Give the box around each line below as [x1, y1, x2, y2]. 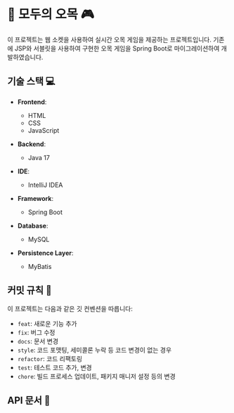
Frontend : [17, 98, 47, 106]
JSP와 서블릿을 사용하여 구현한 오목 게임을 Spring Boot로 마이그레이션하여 [14, 44, 220, 53]
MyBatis [27, 262, 52, 270]
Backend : [17, 140, 46, 148]
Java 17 [27, 153, 51, 162]
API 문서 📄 [7, 394, 51, 406]
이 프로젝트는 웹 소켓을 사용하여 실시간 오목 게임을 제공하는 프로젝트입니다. [7, 35, 212, 44]
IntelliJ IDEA [27, 181, 63, 189]
